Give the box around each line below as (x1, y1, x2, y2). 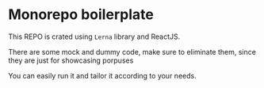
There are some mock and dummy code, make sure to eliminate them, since (8, 47, 256, 56)
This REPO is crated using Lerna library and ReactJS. (8, 32, 181, 41)
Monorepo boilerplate (8, 6, 155, 24)
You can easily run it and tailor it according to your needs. (8, 71, 197, 80)
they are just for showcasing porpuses (8, 55, 134, 65)
